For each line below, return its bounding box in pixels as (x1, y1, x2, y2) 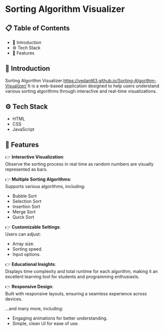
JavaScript (12, 126, 35, 132)
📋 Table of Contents (5, 24, 70, 32)
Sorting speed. (12, 246, 43, 252)
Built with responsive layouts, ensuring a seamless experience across (5, 291, 147, 297)
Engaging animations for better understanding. (12, 315, 108, 321)
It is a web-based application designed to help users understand (27, 83, 160, 89)
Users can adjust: (5, 231, 41, 237)
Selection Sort (12, 199, 42, 204)
